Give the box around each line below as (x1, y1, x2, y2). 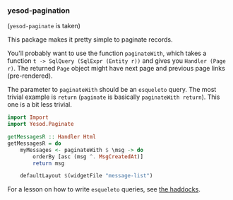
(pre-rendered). (7, 71, 53, 80)
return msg (32, 160, 65, 167)
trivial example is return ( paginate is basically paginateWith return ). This (7, 93, 220, 101)
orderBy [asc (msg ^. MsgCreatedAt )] (32, 153, 143, 160)
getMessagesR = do (7, 140, 61, 147)
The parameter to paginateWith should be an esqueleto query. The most (7, 86, 217, 94)
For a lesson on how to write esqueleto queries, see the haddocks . (7, 185, 201, 194)
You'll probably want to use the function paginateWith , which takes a (7, 49, 207, 58)
